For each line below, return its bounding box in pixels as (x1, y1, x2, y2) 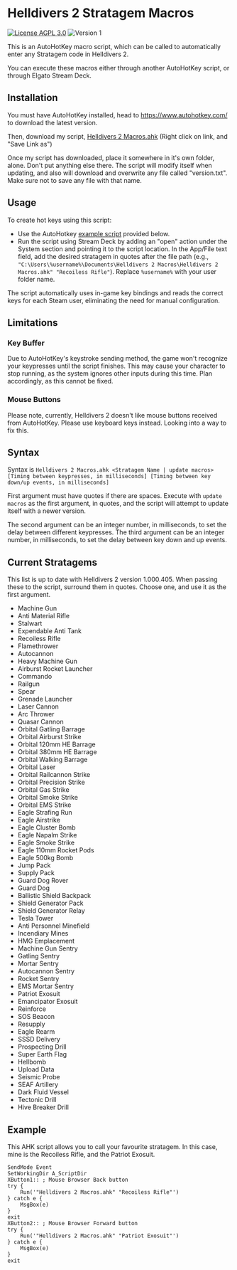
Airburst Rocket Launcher (17, 665, 93, 673)
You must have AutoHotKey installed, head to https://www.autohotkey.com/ (7, 110, 228, 119)
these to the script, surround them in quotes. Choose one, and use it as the (7, 583, 227, 591)
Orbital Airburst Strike (17, 733, 82, 741)
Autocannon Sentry (17, 967, 75, 975)
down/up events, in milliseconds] (7, 479, 110, 487)
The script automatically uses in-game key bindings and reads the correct (7, 288, 224, 297)
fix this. (7, 425, 29, 435)
